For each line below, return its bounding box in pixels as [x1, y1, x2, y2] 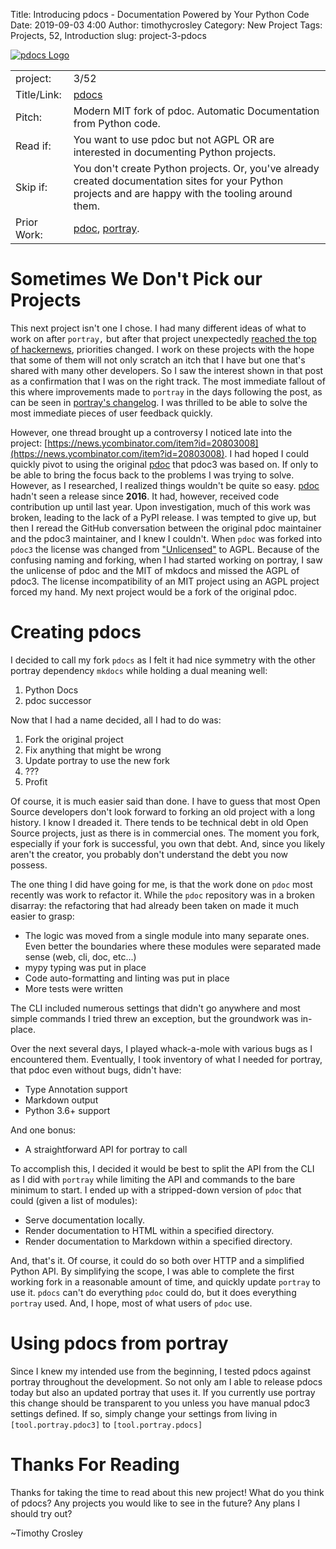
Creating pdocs [10, 621, 142, 644]
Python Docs [24, 684, 79, 696]
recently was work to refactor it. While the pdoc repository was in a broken [10, 889, 316, 901]
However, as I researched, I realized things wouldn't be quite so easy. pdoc [10, 479, 320, 491]
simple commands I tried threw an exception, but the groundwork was [10, 1012, 299, 1024]
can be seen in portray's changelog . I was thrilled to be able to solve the [10, 396, 308, 408]
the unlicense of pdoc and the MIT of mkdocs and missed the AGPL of [10, 564, 300, 576]
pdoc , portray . [73, 222, 140, 235]
